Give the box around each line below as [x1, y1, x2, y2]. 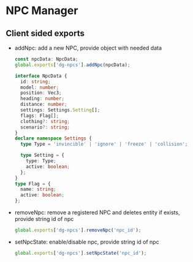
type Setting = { [20, 152, 65, 159]
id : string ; [20, 78, 51, 84]
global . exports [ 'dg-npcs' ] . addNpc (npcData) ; [14, 62, 131, 68]
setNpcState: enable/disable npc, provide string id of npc [14, 238, 160, 245]
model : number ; [20, 84, 59, 91]
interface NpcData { [14, 73, 67, 79]
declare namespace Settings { [14, 135, 93, 141]
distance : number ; [20, 102, 67, 108]
